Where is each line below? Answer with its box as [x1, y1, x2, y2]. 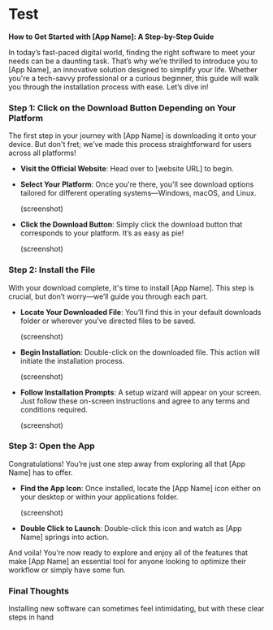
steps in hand [8, 612, 54, 622]
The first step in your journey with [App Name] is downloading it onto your [8, 131, 258, 140]
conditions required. [19, 404, 88, 414]
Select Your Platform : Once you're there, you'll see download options [19, 179, 254, 189]
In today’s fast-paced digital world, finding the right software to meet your [8, 47, 256, 57]
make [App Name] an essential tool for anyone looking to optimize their [8, 556, 246, 566]
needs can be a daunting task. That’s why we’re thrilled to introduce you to [8, 56, 258, 66]
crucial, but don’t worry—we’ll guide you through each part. [8, 291, 209, 301]
